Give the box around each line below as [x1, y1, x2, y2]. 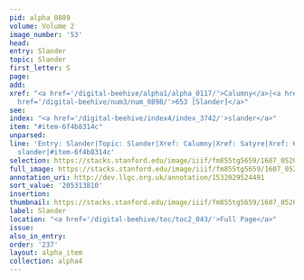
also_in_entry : [9, 231, 67, 240]
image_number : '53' [9, 30, 83, 39]
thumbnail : [9, 198, 51, 208]
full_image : [9, 164, 54, 173]
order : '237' [9, 240, 59, 249]
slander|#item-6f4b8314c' [17, 147, 116, 156]
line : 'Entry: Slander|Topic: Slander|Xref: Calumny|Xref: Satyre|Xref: [9, 139, 290, 148]
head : [9, 38, 30, 48]
